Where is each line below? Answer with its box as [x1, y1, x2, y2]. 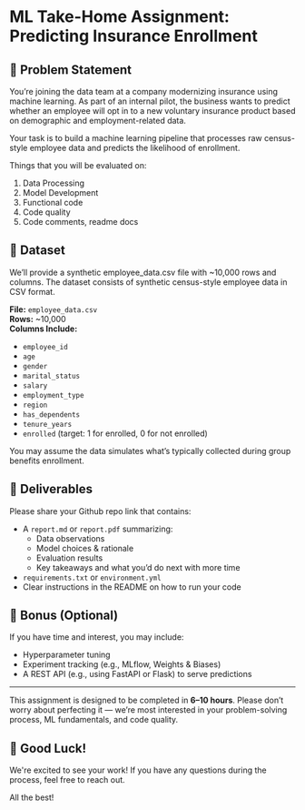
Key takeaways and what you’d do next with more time [35, 562, 241, 572]
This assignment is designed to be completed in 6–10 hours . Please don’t [9, 694, 284, 706]
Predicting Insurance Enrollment [9, 25, 259, 46]
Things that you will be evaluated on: [9, 160, 147, 170]
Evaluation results [35, 552, 103, 563]
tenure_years [22, 420, 73, 429]
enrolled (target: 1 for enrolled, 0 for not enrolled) [22, 428, 209, 439]
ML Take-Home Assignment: [9, 6, 230, 27]
